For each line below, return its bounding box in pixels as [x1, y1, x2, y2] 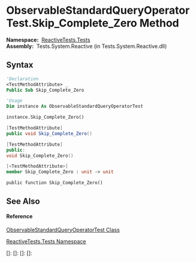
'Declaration [6, 76, 39, 82]
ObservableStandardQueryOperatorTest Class [6, 226, 120, 233]
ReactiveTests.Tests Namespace [6, 237, 86, 245]
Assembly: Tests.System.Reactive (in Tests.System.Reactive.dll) [6, 43, 167, 50]
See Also [6, 196, 40, 206]
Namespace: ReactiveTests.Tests [6, 36, 91, 43]
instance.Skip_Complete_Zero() [6, 115, 85, 121]
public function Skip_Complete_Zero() [6, 180, 103, 186]
